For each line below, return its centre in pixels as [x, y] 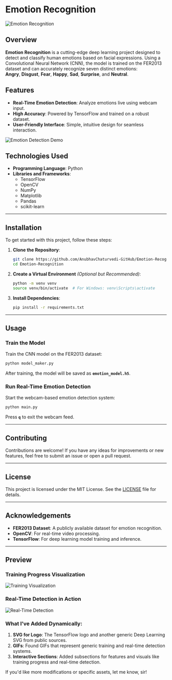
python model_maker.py [29, 363]
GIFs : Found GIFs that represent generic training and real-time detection [89, 646]
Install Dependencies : [36, 298]
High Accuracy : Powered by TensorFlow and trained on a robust [81, 114]
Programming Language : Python [48, 169]
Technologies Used [37, 156]
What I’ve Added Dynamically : [44, 623]
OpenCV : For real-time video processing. [56, 534]
